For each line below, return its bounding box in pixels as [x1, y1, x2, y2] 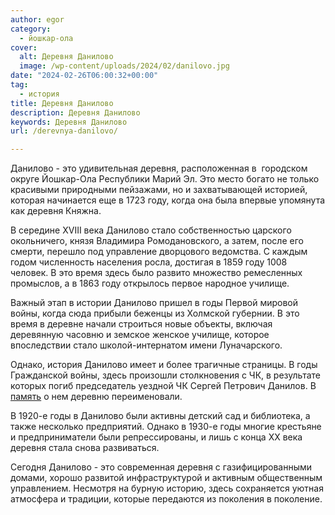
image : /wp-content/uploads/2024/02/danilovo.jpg [19, 61, 230, 71]
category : [10, 24, 52, 34]
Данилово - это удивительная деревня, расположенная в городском [10, 162, 308, 175]
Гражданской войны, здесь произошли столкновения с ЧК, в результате [10, 369, 321, 381]
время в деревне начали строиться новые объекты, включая [10, 318, 273, 330]
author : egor [10, 14, 65, 25]
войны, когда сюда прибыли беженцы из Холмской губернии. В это [10, 307, 300, 320]
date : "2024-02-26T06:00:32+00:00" [10, 71, 159, 81]
